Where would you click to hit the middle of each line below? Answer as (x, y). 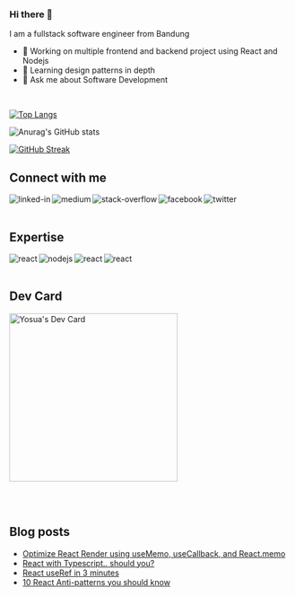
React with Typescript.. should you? (88, 563)
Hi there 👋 (31, 14)
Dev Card (36, 297)
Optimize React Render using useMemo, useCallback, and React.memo (154, 553)
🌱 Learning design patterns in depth (88, 70)
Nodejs (35, 61)
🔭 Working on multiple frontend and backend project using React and (150, 51)
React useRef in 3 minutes (70, 573)
